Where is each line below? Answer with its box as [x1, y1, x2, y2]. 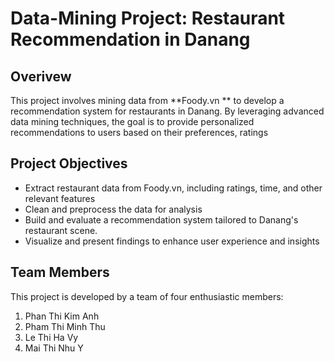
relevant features [24, 192, 96, 204]
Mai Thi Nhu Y [24, 342, 84, 354]
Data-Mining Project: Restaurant [10, 7, 286, 30]
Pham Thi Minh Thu [24, 320, 106, 332]
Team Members [10, 264, 110, 281]
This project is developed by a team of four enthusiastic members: [10, 290, 284, 302]
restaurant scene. [24, 224, 98, 236]
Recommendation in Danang [10, 28, 251, 51]
